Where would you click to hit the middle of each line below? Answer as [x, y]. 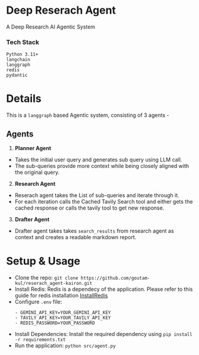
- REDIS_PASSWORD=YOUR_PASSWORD [55, 323]
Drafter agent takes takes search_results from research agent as [94, 231]
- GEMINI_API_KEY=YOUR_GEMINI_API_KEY [63, 312]
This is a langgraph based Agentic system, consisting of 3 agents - [88, 115]
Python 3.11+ [22, 55]
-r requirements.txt [40, 340]
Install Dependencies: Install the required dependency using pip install [104, 334]
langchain [18, 60]
